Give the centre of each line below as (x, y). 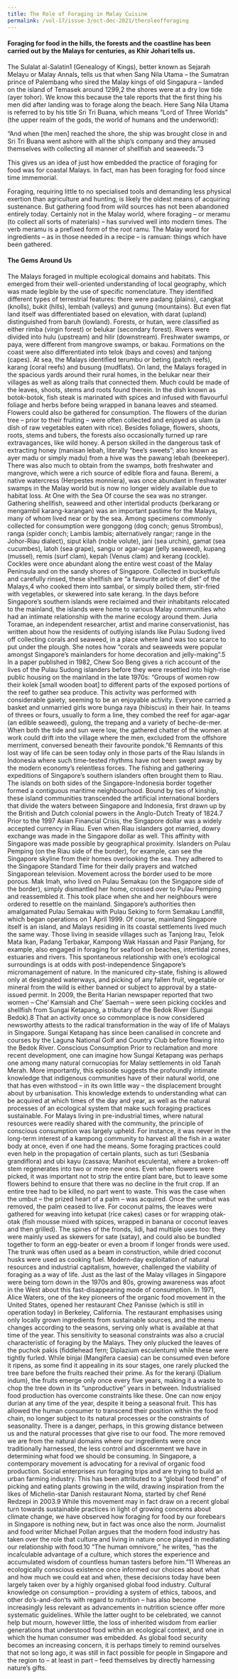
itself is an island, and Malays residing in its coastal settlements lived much (117, 927)
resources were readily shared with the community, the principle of (106, 1123)
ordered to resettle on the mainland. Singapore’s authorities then (102, 904)
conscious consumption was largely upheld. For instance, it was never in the (119, 1131)
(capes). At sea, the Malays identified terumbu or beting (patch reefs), (110, 359)
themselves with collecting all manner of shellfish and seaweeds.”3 (106, 148)
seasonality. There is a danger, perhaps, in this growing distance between (115, 1426)
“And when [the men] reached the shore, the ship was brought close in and (117, 133)
